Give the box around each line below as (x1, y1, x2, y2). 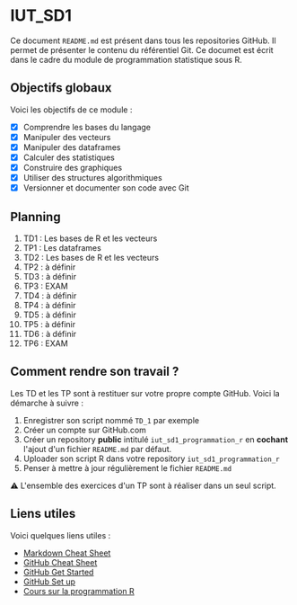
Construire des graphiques (22, 163, 123, 173)
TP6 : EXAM (22, 338, 68, 349)
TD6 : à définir (22, 329, 77, 339)
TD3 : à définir (22, 271, 77, 281)
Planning (10, 209, 61, 225)
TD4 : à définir (22, 290, 77, 301)
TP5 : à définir (22, 319, 76, 329)
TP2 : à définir (22, 262, 76, 272)
